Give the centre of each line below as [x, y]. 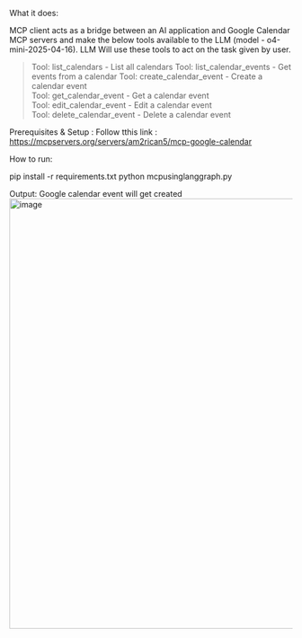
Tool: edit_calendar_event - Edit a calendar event [122, 105]
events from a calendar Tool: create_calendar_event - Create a [147, 76]
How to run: [31, 159]
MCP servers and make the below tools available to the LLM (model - [137, 40]
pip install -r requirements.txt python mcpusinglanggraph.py [121, 176]
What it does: [34, 13]
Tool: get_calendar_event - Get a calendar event [120, 95]
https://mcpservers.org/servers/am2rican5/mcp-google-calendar [131, 142]
